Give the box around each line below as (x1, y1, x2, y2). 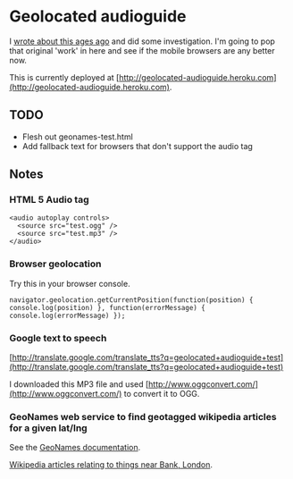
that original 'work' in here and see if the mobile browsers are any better (9, 45, 275, 55)
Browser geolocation (9, 257, 102, 270)
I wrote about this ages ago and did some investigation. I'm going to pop (9, 36, 275, 46)
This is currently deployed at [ (9, 71, 120, 82)
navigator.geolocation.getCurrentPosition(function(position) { (9, 295, 254, 305)
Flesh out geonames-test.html (21, 131, 134, 142)
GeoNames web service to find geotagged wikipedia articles (9, 410, 277, 423)
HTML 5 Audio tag (9, 194, 89, 206)
